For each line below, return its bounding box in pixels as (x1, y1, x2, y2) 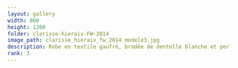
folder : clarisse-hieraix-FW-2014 (7, 30, 110, 38)
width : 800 (7, 17, 40, 24)
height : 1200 (7, 23, 46, 30)
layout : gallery (7, 10, 55, 18)
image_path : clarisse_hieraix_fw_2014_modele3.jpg (7, 37, 160, 44)
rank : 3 (7, 50, 30, 57)
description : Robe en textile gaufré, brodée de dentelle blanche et (7, 43, 217, 50)
